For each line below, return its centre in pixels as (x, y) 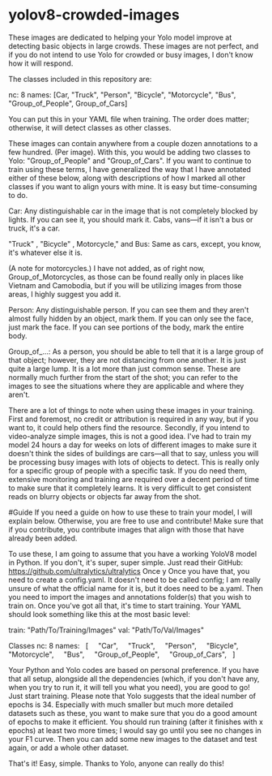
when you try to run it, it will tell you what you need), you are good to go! (130, 687)
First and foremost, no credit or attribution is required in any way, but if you (134, 419)
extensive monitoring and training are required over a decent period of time (134, 479)
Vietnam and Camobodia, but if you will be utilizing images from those (125, 285)
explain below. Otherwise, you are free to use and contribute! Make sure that (136, 520)
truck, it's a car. (34, 228)
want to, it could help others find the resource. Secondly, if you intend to (129, 427)
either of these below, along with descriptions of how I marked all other (127, 178)
